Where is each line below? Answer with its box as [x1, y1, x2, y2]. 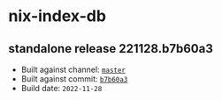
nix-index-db [8, 6, 107, 26]
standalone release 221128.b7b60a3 [8, 41, 214, 56]
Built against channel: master [20, 64, 126, 75]
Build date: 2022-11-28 [20, 83, 103, 93]
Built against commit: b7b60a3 [20, 74, 128, 84]
